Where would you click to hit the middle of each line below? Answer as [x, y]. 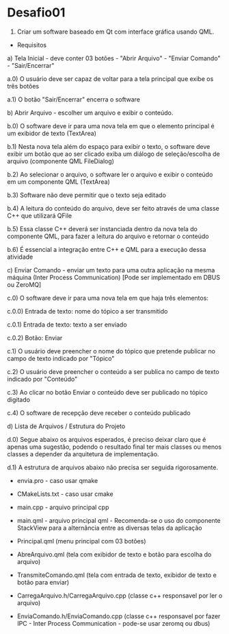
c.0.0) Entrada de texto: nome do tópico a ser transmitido [87, 311]
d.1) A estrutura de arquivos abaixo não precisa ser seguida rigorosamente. [113, 467]
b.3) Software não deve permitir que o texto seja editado [86, 195]
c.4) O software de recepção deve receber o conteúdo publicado [99, 412]
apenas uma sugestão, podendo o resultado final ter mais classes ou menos [114, 447]
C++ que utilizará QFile [40, 215]
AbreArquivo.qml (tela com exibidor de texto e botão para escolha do [114, 554]
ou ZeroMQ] [24, 284]
